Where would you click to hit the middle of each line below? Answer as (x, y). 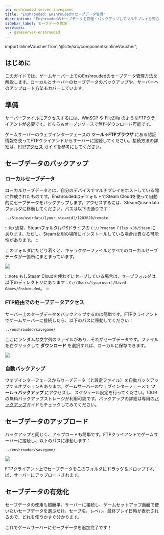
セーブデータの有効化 (37, 492)
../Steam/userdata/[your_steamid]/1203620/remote (57, 218)
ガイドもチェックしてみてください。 (63, 404)
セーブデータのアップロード (47, 422)
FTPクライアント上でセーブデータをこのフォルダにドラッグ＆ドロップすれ (80, 469)
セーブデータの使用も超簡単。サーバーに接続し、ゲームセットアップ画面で (80, 505)
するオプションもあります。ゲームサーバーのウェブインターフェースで (80, 386)
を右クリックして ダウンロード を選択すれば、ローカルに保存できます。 (77, 345)
